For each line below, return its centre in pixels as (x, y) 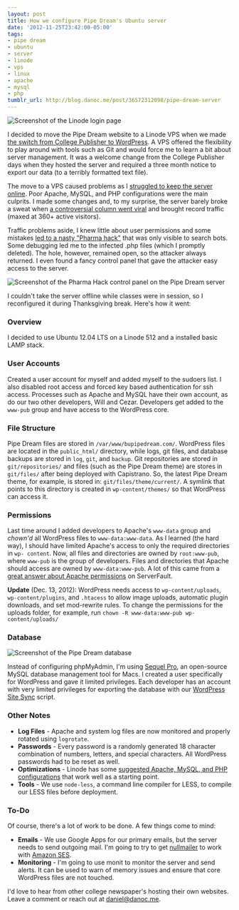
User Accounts (34, 363)
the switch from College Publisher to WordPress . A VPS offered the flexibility (119, 142)
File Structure (31, 428)
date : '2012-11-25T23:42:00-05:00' (60, 27)
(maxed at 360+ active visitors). (54, 216)
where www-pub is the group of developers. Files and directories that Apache (118, 561)
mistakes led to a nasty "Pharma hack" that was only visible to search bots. (118, 238)
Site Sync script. (31, 697)
